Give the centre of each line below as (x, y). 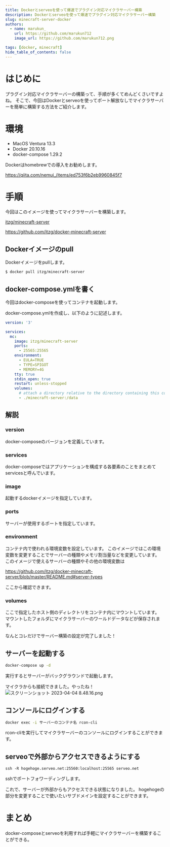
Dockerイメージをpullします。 (36, 263)
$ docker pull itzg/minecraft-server (45, 272)
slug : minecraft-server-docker (38, 19)
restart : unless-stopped (40, 384)
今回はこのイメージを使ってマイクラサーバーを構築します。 (67, 212)
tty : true (25, 374)
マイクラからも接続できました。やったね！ (50, 687)
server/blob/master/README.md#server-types (54, 576)
